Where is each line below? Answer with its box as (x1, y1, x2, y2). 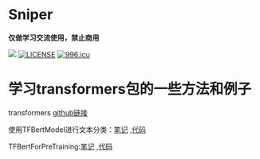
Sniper (8, 6, 53, 24)
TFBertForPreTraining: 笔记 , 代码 (8, 142, 113, 151)
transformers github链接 (8, 107, 88, 117)
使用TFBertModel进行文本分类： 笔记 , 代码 (8, 125, 146, 134)
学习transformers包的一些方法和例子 (8, 80, 252, 99)
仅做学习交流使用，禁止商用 (8, 33, 100, 42)
